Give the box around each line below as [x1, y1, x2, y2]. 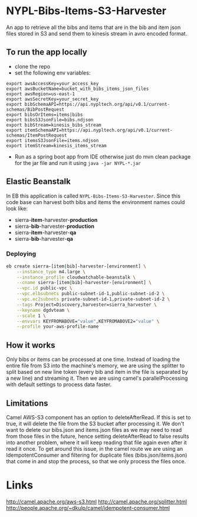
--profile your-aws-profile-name [17, 324, 99, 329]
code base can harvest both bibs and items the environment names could [6, 198, 185, 205]
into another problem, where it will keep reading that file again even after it [6, 439, 187, 446]
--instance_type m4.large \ [17, 269, 86, 274]
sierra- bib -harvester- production [14, 222, 95, 230]
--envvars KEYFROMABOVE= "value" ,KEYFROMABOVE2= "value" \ [17, 318, 160, 324]
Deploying [6, 250, 37, 258]
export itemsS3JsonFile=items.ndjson [6, 137, 99, 143]
